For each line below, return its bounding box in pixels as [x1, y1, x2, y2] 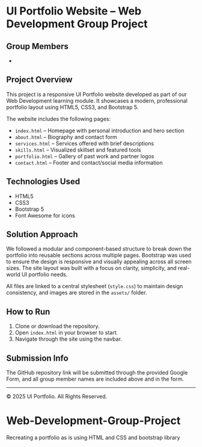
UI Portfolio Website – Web [6, 4, 142, 18]
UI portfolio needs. [21, 271, 68, 278]
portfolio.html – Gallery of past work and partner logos [14, 152, 155, 159]
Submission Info [6, 353, 69, 363]
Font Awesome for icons [14, 211, 75, 219]
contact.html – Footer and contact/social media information [14, 159, 163, 166]
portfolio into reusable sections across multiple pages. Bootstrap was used [6, 252, 191, 259]
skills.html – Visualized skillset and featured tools [14, 146, 141, 153]
